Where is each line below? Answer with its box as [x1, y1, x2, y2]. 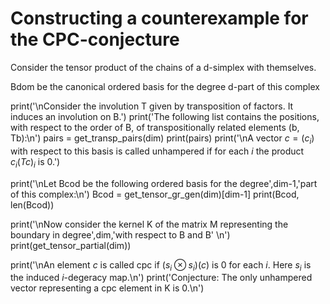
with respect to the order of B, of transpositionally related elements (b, [10, 121, 300, 133]
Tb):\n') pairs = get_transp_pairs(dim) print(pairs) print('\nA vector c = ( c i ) [10, 132, 315, 146]
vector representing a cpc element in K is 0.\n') [10, 282, 205, 294]
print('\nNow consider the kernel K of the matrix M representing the [10, 218, 289, 230]
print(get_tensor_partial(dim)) [10, 239, 132, 251]
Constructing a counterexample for [10, 7, 309, 30]
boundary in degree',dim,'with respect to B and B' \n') [10, 228, 231, 241]
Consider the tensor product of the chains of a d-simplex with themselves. [10, 61, 317, 73]
